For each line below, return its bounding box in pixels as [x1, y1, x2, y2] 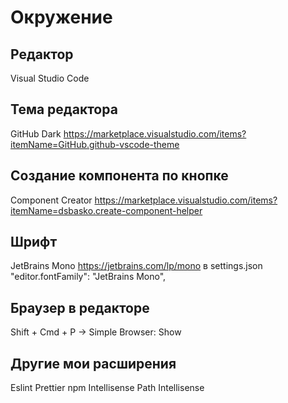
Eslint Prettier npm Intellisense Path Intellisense [10, 382, 205, 394]
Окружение [10, 6, 113, 29]
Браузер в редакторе [10, 299, 150, 316]
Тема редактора [10, 101, 118, 118]
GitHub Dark [10, 127, 62, 140]
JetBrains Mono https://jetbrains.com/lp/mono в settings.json [10, 260, 263, 272]
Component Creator [10, 194, 93, 206]
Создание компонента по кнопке [10, 167, 229, 185]
